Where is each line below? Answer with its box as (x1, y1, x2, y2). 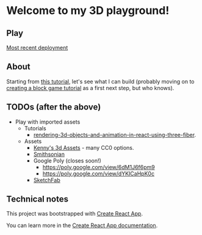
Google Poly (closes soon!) (33, 156, 102, 164)
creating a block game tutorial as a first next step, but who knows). (6, 84, 175, 91)
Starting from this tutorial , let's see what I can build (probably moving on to (6, 77, 195, 85)
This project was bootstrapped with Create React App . (6, 210, 143, 217)
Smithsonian (33, 150, 65, 158)
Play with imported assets (15, 118, 81, 125)
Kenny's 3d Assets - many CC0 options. (33, 144, 134, 151)
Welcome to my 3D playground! (6, 4, 170, 18)
